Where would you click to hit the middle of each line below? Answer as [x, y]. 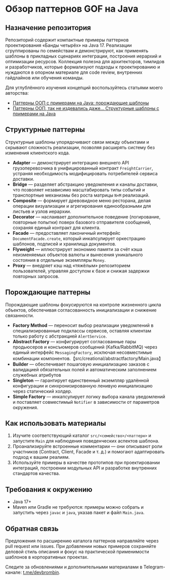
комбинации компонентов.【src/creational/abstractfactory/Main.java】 [88, 358]
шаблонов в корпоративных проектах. [47, 557]
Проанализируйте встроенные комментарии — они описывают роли [87, 447]
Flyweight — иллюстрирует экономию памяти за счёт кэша [77, 249]
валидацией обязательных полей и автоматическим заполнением [84, 369]
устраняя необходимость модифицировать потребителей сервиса [85, 173]
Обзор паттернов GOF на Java [72, 9]
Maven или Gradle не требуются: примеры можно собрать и [78, 507]
